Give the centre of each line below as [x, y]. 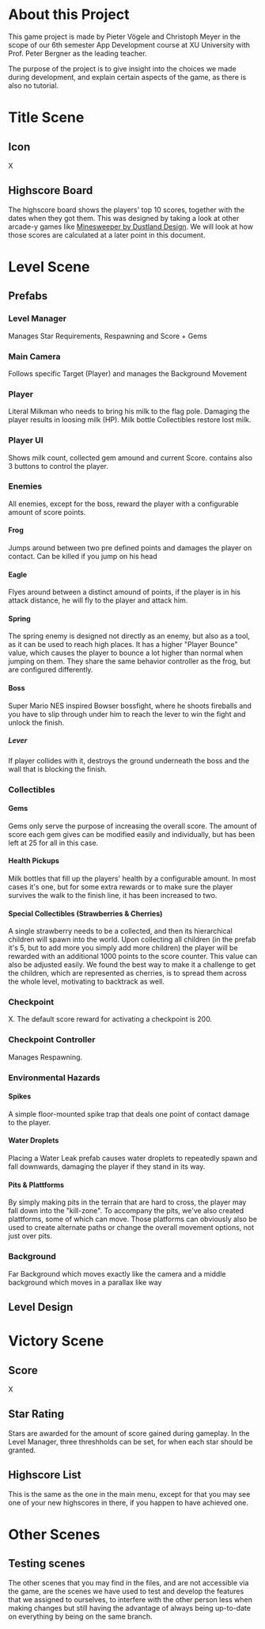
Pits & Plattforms [36, 1185]
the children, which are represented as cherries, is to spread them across [128, 973]
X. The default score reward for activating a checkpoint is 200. [110, 1019]
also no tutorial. [34, 86]
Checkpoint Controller [52, 1040]
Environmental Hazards [54, 1077]
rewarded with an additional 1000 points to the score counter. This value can [133, 957]
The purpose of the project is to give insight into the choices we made [122, 68]
